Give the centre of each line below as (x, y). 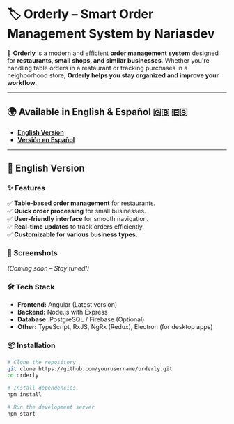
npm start (22, 414)
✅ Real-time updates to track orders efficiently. (76, 227)
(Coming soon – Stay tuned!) (48, 268)
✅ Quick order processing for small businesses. (77, 211)
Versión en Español (46, 139)
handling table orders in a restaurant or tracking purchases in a (97, 68)
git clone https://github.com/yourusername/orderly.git (90, 369)
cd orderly (23, 376)
